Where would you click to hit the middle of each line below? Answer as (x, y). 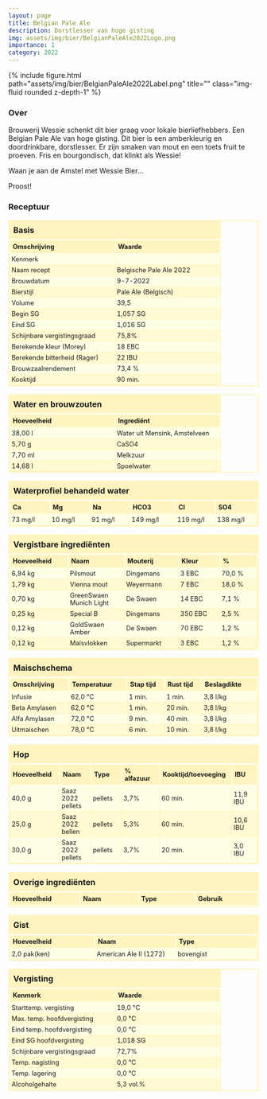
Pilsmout (83, 573)
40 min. (178, 718)
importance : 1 (32, 45)
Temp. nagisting (35, 1062)
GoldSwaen (87, 624)
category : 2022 (33, 53)
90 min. (128, 379)
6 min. (138, 729)
